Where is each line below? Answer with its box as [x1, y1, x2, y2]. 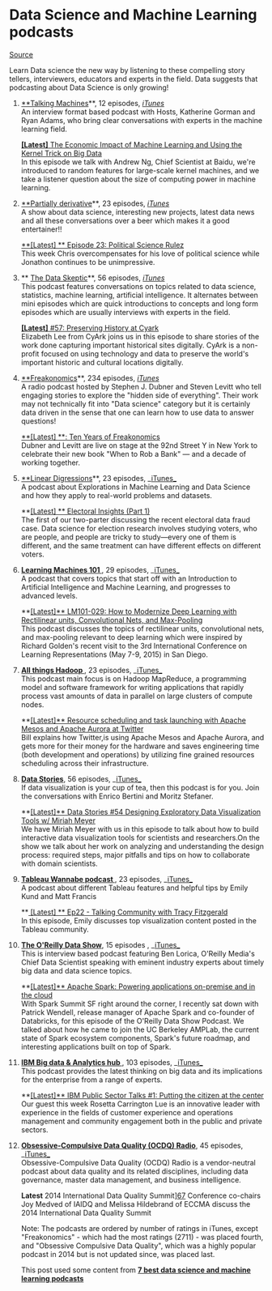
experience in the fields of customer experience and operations [20, 1107, 234, 1117]
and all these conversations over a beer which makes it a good [20, 215, 230, 225]
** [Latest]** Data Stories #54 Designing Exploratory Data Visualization [20, 807, 261, 816]
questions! [20, 415, 57, 426]
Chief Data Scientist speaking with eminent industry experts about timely [20, 957, 265, 967]
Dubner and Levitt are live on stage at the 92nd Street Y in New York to [20, 440, 258, 450]
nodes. [20, 699, 45, 709]
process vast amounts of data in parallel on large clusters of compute [20, 691, 253, 701]
